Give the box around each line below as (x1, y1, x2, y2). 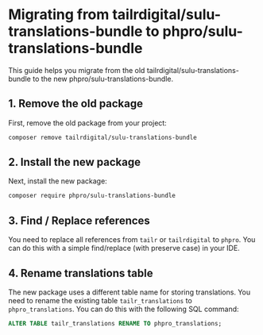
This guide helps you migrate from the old (8, 65, 145, 75)
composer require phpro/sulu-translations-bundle (8, 192, 176, 200)
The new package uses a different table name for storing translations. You (8, 287, 251, 297)
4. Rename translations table (8, 266, 153, 279)
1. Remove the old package (8, 97, 144, 110)
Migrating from (8, 6, 110, 24)
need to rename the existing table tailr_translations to (8, 295, 192, 305)
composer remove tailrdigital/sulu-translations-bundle (8, 133, 197, 141)
